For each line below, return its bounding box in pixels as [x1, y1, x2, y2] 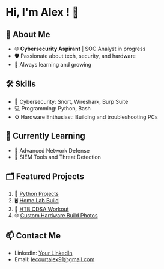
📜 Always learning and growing [14, 61, 91, 68]
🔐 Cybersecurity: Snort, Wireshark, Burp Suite [14, 98, 129, 105]
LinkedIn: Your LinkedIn [14, 249, 73, 257]
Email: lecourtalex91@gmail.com [14, 256, 95, 263]
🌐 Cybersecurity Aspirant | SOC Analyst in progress [14, 45, 146, 52]
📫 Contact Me [5, 231, 61, 241]
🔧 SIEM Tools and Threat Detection [14, 153, 102, 160]
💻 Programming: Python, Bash [14, 104, 91, 112]
